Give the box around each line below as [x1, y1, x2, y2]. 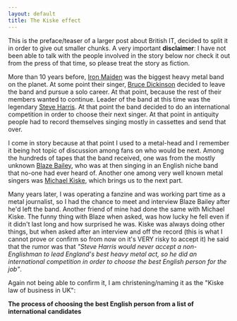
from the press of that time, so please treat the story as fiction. [8, 59, 190, 67]
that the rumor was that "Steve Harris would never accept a [8, 242, 182, 250]
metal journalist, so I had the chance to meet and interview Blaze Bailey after [8, 197, 231, 205]
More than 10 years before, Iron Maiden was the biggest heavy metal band [8, 72, 224, 81]
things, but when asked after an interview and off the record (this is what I [8, 227, 223, 236]
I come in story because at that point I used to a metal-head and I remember [8, 138, 230, 147]
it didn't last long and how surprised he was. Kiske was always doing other [8, 219, 225, 228]
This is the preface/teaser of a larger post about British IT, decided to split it [8, 36, 229, 44]
